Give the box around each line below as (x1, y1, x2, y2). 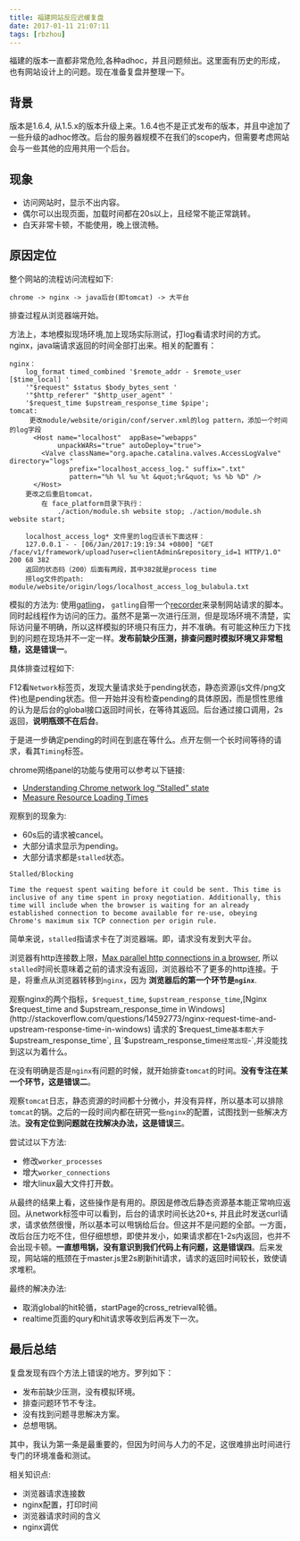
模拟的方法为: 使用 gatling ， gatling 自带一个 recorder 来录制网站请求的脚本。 (9, 599, 288, 610)
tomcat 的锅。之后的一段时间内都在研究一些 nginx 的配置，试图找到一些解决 (9, 1106, 280, 1117)
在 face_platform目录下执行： (41, 499, 145, 508)
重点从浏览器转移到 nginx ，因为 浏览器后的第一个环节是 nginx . (32, 974, 257, 985)
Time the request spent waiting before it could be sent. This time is (9, 885, 281, 894)
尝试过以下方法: (9, 1136, 67, 1147)
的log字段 (9, 425, 42, 434)
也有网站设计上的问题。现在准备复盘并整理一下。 (9, 66, 189, 77)
